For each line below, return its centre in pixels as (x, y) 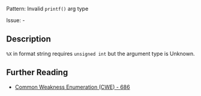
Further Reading (37, 72)
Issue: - (16, 20)
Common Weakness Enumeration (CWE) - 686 (72, 87)
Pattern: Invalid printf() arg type (47, 9)
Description (28, 39)
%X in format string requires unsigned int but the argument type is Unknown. (100, 53)
